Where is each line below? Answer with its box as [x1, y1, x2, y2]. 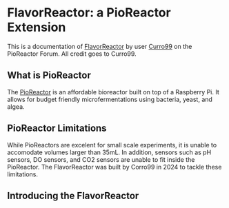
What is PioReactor [7, 70, 92, 81]
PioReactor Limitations [7, 123, 107, 134]
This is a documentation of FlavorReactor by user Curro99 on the [7, 42, 192, 50]
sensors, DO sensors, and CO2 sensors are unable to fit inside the [7, 155, 195, 163]
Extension [7, 19, 66, 35]
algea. [7, 102, 26, 111]
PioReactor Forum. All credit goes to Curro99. [7, 50, 137, 58]
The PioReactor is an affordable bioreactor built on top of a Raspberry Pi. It [7, 87, 219, 96]
